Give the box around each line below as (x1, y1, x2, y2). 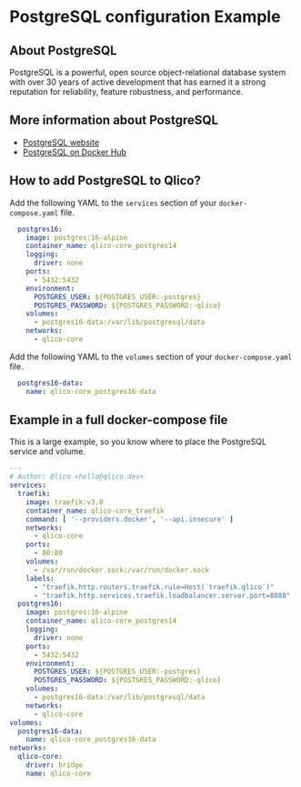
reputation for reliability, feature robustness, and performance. (9, 87, 244, 97)
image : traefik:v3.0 (25, 497, 104, 507)
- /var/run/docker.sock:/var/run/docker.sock (33, 565, 209, 575)
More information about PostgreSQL (9, 112, 219, 129)
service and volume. (9, 446, 86, 457)
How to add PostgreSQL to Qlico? (9, 173, 202, 189)
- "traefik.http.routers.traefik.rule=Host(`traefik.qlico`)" (33, 582, 275, 592)
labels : (25, 574, 55, 583)
